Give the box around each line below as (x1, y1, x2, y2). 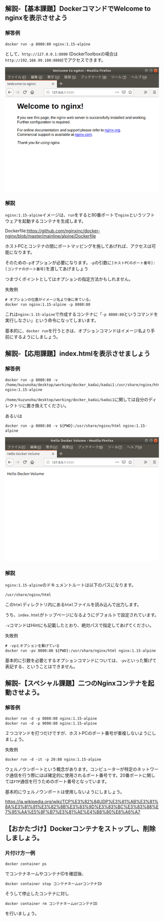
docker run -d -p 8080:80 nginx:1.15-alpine (5, 716, 97, 721)
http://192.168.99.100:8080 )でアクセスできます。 (5, 57, 106, 63)
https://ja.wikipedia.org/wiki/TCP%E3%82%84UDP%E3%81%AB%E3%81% (5, 799, 159, 805)
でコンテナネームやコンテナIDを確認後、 (5, 871, 86, 877)
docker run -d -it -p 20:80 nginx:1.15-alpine (5, 757, 102, 762)
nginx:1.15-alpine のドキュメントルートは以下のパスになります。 (5, 582, 136, 588)
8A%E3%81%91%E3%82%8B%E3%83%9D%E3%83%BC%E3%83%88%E (5, 804, 159, 810)
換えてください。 (35, 402, 69, 408)
